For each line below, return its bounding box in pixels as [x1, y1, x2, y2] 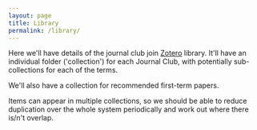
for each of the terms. [46, 65, 118, 75]
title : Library [8, 19, 59, 27]
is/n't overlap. [8, 113, 54, 123]
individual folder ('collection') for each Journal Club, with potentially [8, 57, 232, 66]
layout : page [8, 11, 52, 20]
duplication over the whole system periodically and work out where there [8, 104, 250, 114]
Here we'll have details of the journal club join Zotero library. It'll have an [8, 49, 247, 58]
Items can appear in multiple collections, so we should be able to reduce [8, 97, 247, 106]
